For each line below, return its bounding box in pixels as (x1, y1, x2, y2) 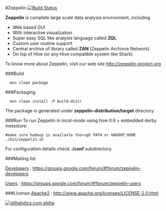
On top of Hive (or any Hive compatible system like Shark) (12, 51, 133, 57)
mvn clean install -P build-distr (10, 99, 82, 104)
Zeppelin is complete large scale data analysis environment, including (5, 15, 150, 20)
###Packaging (5, 89, 36, 95)
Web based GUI (12, 24, 45, 30)
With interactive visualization (12, 30, 72, 35)
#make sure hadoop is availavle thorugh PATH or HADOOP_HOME (5, 132, 136, 137)
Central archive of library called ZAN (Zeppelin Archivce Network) (12, 46, 150, 51)
